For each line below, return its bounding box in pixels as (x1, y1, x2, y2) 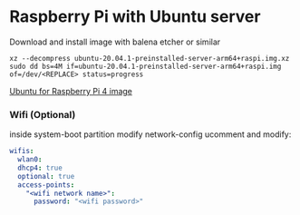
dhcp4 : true (17, 163, 63, 172)
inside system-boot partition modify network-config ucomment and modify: (9, 129, 292, 140)
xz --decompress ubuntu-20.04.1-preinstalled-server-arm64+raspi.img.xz (9, 54, 290, 63)
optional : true (17, 171, 75, 181)
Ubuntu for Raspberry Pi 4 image (9, 85, 133, 96)
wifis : (9, 147, 34, 156)
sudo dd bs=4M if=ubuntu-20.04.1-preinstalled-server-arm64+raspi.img (9, 62, 282, 71)
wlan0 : (17, 155, 43, 164)
